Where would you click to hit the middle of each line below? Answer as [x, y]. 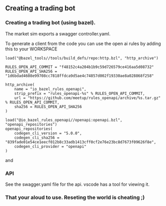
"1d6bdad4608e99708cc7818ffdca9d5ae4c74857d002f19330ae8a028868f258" [80, 76]
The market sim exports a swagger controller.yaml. [58, 34]
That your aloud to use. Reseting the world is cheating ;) [75, 197]
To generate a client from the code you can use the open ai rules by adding [83, 43]
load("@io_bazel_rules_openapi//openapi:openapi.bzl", [64, 120]
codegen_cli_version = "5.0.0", [48, 133]
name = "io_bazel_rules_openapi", [50, 89]
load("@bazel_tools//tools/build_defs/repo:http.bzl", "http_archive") [82, 58]
